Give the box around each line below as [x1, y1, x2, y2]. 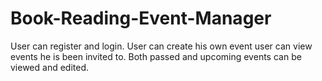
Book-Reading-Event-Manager [10, 7, 272, 30]
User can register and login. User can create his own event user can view [10, 40, 313, 52]
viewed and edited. [10, 61, 90, 73]
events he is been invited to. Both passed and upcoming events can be [10, 50, 302, 62]
